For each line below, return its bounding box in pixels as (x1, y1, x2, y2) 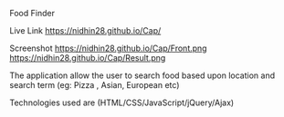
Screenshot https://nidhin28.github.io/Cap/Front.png (9, 43, 207, 54)
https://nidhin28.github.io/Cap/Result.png (9, 53, 166, 63)
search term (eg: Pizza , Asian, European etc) (9, 80, 180, 90)
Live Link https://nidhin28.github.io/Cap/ (9, 25, 162, 35)
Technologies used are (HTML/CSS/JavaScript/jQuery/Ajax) (9, 97, 235, 108)
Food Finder (9, 8, 55, 18)
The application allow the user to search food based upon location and (9, 70, 276, 81)
